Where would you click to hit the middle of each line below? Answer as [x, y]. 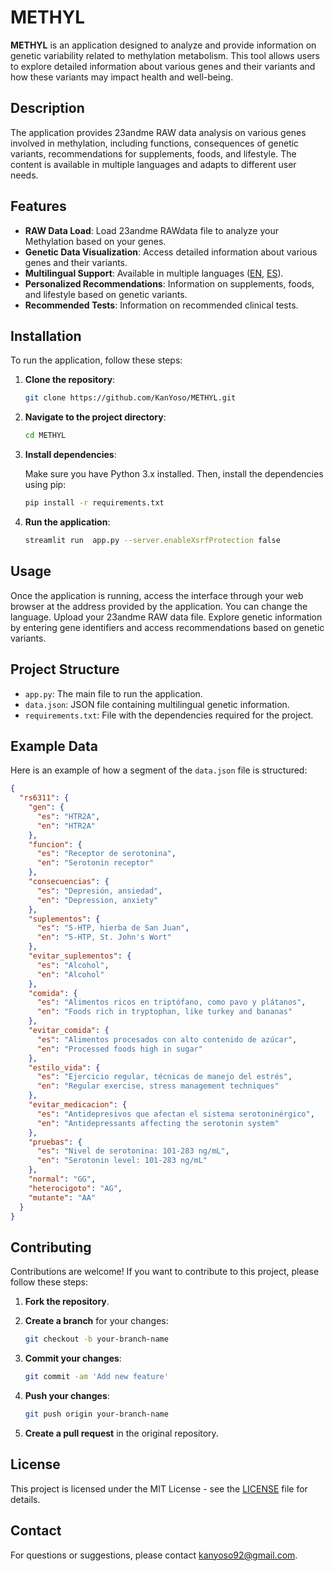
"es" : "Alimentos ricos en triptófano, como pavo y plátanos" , [171, 1002]
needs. [24, 175]
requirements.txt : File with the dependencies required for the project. [169, 715]
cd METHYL [45, 436]
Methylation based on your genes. [95, 241]
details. [25, 1499]
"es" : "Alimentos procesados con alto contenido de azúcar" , [167, 1039]
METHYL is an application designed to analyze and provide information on [163, 45]
